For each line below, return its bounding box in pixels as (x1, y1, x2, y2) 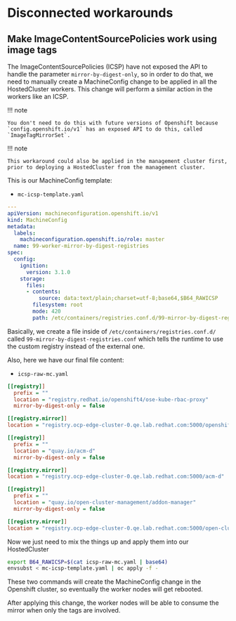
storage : (20, 275, 46, 282)
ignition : (20, 262, 49, 269)
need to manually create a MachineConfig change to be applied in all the (7, 77, 218, 86)
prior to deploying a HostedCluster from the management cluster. (7, 164, 206, 171)
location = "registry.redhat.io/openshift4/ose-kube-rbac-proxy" (13, 396, 209, 403)
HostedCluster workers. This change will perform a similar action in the (7, 85, 213, 93)
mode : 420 (32, 308, 61, 315)
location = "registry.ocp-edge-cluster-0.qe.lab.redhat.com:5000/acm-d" (7, 473, 225, 481)
